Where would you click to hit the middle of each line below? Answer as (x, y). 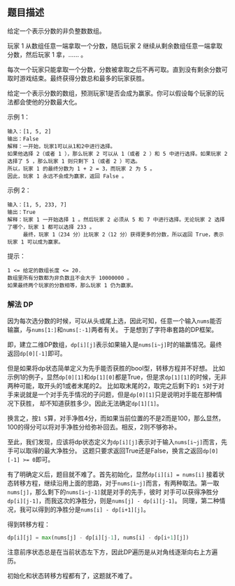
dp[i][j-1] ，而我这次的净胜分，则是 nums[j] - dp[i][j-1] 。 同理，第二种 (113, 501)
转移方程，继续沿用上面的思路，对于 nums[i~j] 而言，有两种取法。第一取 (116, 484)
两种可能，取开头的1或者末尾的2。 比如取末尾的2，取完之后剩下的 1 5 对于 (113, 386)
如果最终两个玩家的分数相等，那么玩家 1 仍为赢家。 (72, 285)
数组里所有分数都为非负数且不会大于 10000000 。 (70, 278)
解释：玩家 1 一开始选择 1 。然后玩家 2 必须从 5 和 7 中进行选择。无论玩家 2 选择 (116, 220)
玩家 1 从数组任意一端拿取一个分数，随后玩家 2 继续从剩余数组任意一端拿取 (115, 46)
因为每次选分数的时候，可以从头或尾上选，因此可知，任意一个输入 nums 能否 (115, 321)
